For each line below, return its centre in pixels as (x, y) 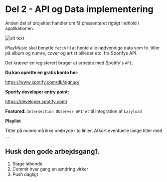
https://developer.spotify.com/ (36, 101)
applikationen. (20, 28)
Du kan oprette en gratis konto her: (42, 72)
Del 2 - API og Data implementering (79, 9)
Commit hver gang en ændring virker (50, 169)
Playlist (13, 120)
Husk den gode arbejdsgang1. (53, 152)
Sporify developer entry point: (37, 91)
